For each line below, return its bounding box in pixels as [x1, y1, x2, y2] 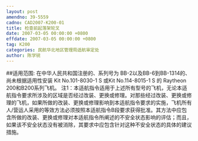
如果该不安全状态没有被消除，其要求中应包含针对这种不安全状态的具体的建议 [6, 121, 192, 128]
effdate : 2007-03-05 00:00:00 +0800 [6, 36, 96, 42]
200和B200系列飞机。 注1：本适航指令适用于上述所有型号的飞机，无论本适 [6, 84, 187, 91]
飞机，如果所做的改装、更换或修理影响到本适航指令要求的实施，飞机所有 [16, 99, 192, 106]
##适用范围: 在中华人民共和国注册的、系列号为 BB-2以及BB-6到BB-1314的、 [6, 69, 190, 77]
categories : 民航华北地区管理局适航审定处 [6, 47, 100, 53]
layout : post [6, 8, 38, 15]
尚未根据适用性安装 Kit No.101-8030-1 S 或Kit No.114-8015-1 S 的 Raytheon [6, 77, 187, 84]
